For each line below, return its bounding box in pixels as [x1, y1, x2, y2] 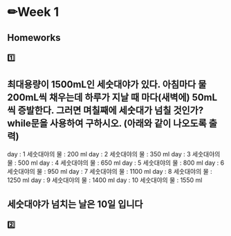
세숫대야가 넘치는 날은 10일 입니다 [7, 198, 143, 210]
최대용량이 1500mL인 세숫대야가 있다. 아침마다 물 [7, 78, 207, 90]
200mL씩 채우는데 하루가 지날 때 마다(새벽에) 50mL [7, 91, 218, 103]
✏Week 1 [7, 4, 59, 20]
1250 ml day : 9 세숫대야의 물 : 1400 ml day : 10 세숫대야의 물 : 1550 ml [7, 176, 203, 184]
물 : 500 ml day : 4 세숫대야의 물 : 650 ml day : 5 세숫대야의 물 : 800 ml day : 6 [7, 158, 225, 167]
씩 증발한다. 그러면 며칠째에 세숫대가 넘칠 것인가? [7, 105, 204, 116]
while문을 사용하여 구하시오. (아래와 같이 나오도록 [7, 117, 207, 129]
